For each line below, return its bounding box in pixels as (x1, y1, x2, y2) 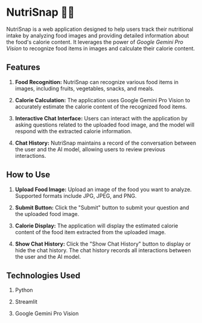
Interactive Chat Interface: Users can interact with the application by (14, 114, 188, 122)
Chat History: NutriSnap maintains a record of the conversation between (14, 139, 197, 146)
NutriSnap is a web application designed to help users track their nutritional (6, 25, 194, 33)
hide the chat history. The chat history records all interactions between (14, 246, 191, 253)
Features (6, 62, 40, 73)
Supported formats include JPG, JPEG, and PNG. (14, 192, 137, 199)
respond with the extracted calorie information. (14, 127, 133, 135)
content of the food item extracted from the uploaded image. (14, 228, 166, 235)
